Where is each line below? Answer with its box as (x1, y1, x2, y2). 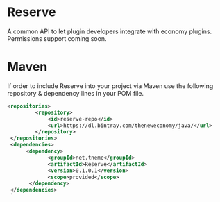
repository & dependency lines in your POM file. (7, 89, 144, 97)
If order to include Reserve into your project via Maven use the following (7, 81, 214, 90)
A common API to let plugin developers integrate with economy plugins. (7, 27, 212, 35)
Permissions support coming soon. (7, 34, 107, 42)
